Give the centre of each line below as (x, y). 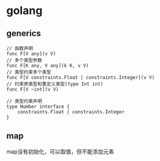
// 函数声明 (20, 48)
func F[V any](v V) (31, 54)
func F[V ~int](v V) (33, 89)
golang (25, 11)
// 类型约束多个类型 (29, 72)
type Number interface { (38, 107)
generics (24, 33)
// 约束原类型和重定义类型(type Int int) (55, 84)
